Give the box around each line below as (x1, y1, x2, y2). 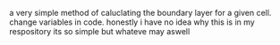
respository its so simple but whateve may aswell (9, 26, 191, 36)
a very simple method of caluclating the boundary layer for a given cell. (9, 8, 272, 18)
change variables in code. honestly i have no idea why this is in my (9, 17, 255, 27)
